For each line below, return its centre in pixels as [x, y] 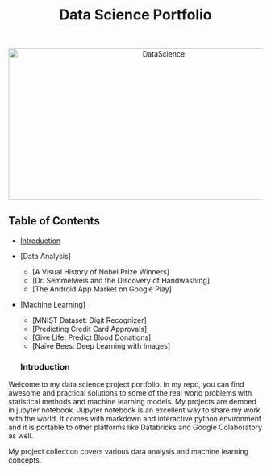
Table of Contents [54, 221]
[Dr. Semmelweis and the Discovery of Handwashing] [121, 280]
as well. [21, 436]
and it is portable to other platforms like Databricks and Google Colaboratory [135, 427]
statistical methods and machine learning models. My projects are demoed [132, 402]
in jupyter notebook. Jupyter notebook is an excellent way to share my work [134, 410]
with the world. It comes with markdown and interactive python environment [135, 419]
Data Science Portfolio [135, 15]
